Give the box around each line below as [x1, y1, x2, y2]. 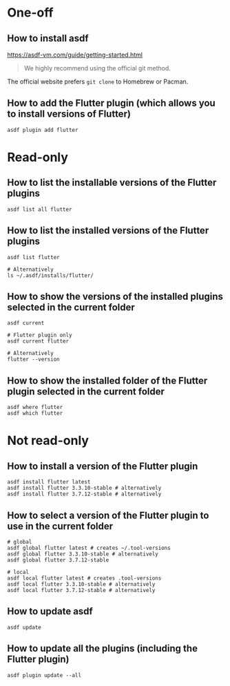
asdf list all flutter [7, 206, 72, 213]
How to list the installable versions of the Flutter [7, 177, 217, 189]
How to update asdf [7, 606, 93, 618]
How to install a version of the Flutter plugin [7, 460, 198, 472]
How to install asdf [7, 32, 89, 44]
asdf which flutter [7, 410, 63, 417]
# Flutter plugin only [7, 332, 72, 339]
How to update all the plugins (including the [7, 642, 198, 654]
